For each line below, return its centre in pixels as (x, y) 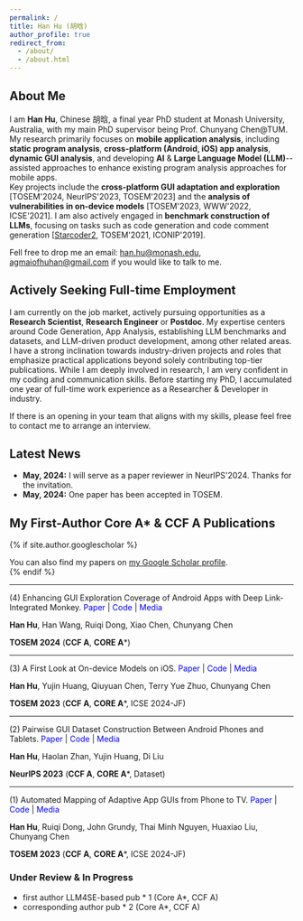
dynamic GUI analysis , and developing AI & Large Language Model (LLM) (148, 158)
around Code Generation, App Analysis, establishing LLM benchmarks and (148, 331)
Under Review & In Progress (71, 878)
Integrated (28, 608)
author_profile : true (50, 34)
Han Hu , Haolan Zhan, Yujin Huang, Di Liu (87, 757)
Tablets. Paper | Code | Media (64, 739)
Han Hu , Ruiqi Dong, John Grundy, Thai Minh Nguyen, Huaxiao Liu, (134, 827)
